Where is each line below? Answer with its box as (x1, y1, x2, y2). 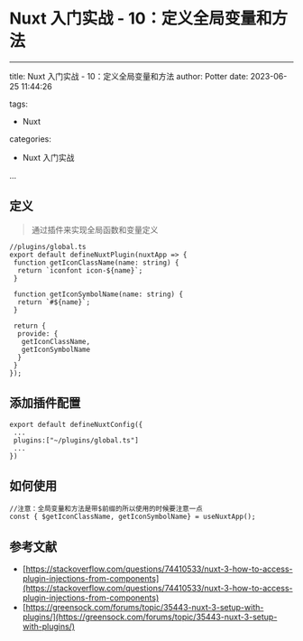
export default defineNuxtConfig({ (9, 420, 143, 429)
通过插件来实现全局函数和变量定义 (31, 224, 159, 235)
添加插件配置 (9, 395, 81, 411)
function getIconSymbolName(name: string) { (13, 290, 183, 299)
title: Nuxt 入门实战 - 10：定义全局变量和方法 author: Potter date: (9, 70, 249, 81)
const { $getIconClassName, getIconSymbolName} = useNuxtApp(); (9, 512, 256, 522)
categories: (9, 133, 51, 144)
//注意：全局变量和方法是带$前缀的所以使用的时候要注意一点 (9, 505, 203, 514)
